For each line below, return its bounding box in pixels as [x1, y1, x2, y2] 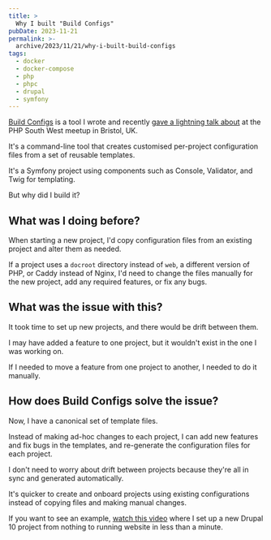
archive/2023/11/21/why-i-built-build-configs [15, 42, 176, 50]
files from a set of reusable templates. [8, 150, 135, 160]
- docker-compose [15, 65, 75, 73]
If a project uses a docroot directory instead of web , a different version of [8, 260, 250, 270]
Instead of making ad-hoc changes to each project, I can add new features [8, 431, 259, 441]
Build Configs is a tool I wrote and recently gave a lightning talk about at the [8, 117, 261, 127]
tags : [8, 50, 27, 58]
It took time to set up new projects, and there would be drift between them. [8, 322, 259, 331]
